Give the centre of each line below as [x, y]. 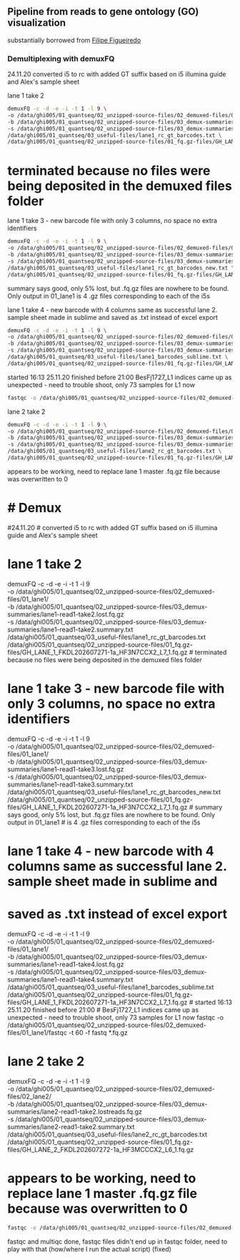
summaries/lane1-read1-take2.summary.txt [70, 629]
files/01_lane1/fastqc [37, 1032]
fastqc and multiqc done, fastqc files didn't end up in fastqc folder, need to [117, 1241]
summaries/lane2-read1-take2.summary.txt [71, 1126]
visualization [37, 23]
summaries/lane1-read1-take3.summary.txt [70, 784]
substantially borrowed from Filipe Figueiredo [74, 40]
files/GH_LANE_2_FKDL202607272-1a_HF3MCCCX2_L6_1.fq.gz [101, 1149]
